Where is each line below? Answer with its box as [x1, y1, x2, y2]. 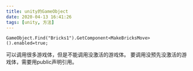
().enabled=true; [6, 40, 49, 47]
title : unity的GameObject [6, 8, 68, 15]
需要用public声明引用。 [21, 59, 78, 66]
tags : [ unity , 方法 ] [6, 19, 54, 25]
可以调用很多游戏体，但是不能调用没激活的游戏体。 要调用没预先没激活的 [6, 51, 182, 58]
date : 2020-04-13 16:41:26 [6, 14, 72, 20]
